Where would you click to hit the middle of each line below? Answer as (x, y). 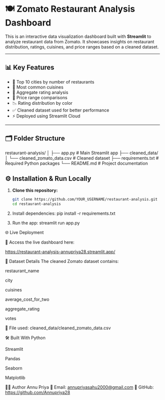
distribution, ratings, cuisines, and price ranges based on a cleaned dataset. (82, 47)
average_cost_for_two (27, 299)
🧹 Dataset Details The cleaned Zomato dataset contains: (62, 261)
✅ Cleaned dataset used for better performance (61, 110)
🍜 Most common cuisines (38, 87)
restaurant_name (22, 271)
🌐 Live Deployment (25, 232)
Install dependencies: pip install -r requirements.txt (64, 213)
